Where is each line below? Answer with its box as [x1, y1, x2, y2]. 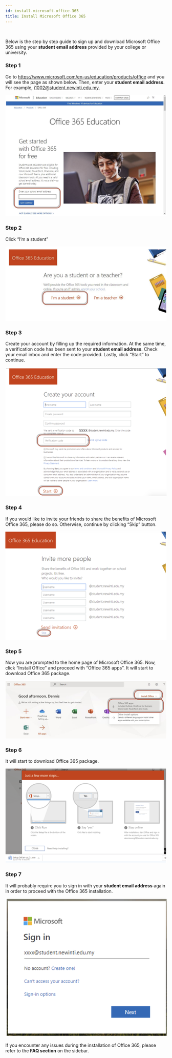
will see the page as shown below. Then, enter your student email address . [5, 79, 165, 85]
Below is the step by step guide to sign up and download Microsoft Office [5, 38, 160, 45]
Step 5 [5, 648, 22, 655]
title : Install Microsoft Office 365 [5, 13, 86, 19]
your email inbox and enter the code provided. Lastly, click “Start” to [5, 352, 149, 358]
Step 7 [5, 871, 21, 878]
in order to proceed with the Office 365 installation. [5, 888, 113, 894]
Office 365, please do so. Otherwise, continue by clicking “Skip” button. [5, 521, 157, 527]
